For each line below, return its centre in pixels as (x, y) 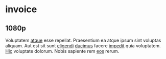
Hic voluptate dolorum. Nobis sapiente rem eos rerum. (62, 51)
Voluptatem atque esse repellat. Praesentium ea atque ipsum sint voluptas (83, 40)
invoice (21, 9)
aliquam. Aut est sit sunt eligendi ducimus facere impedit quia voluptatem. (83, 46)
